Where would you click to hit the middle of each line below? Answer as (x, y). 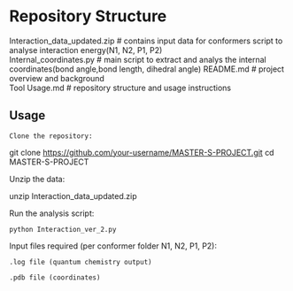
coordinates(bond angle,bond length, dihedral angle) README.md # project (147, 69)
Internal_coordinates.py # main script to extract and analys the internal (138, 59)
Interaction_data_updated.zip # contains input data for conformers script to (146, 41)
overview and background (57, 78)
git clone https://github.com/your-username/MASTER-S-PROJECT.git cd (142, 152)
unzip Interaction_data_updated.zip (73, 195)
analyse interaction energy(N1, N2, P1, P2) (86, 50)
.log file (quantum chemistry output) (81, 262)
